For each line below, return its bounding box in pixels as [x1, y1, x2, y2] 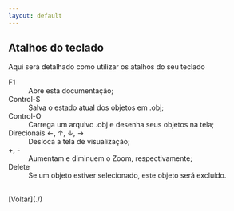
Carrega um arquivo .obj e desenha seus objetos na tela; [28, 120, 214, 130]
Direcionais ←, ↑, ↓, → [8, 128, 85, 138]
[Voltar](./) [8, 194, 43, 204]
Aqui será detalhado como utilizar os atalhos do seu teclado [8, 62, 205, 72]
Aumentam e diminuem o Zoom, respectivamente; [28, 154, 193, 163]
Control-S [8, 95, 41, 104]
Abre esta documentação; [28, 86, 114, 96]
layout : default [8, 11, 62, 20]
